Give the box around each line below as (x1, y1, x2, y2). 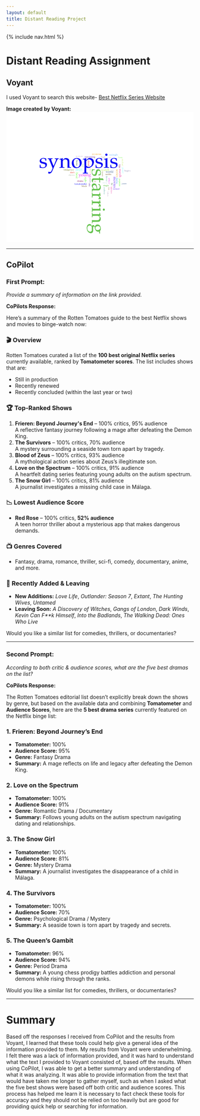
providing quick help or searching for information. (6, 1103, 128, 1110)
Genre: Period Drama (14, 963, 67, 970)
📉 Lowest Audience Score (6, 499, 85, 507)
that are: (6, 364, 27, 371)
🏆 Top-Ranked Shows (6, 404, 73, 412)
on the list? (6, 670, 33, 677)
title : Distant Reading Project (6, 16, 86, 22)
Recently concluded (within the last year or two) (14, 389, 133, 396)
